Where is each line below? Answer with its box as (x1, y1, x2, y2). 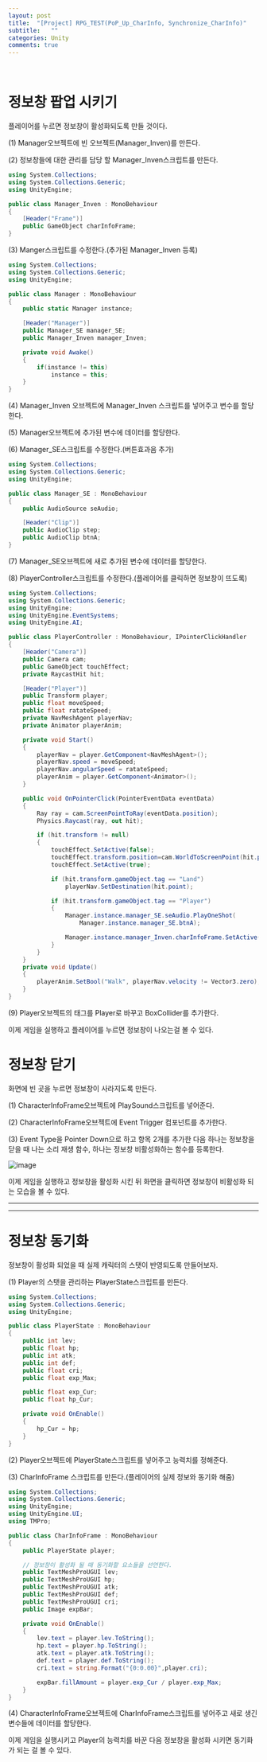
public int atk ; (22, 1351, 77, 1359)
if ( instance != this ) (37, 363, 109, 371)
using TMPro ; (8, 1518, 52, 1526)
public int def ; (22, 1359, 77, 1367)
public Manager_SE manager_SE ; (22, 327, 126, 335)
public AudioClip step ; (22, 526, 102, 534)
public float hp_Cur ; (22, 1396, 94, 1404)
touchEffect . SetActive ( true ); (50, 860, 151, 868)
